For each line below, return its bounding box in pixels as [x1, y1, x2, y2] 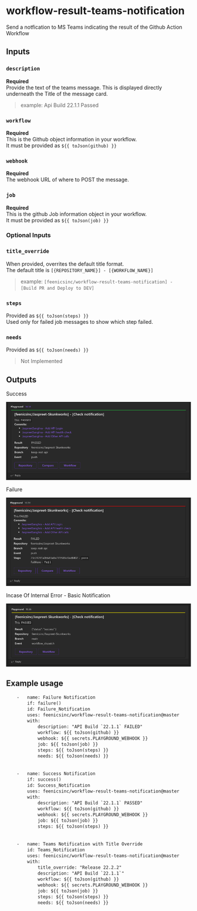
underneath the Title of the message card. [6, 90, 108, 97]
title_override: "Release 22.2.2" [37, 865, 122, 871]
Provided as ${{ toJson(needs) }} [6, 346, 89, 353]
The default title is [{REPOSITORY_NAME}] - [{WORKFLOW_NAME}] [6, 266, 154, 273]
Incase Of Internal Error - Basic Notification [6, 592, 110, 599]
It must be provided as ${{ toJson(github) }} [6, 142, 117, 149]
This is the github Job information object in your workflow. [6, 210, 147, 218]
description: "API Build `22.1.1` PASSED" [37, 800, 143, 806]
